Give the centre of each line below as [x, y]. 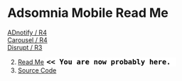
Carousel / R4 [27, 39]
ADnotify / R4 [27, 32]
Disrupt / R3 [25, 47]
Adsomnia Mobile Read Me [88, 13]
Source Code [37, 70]
